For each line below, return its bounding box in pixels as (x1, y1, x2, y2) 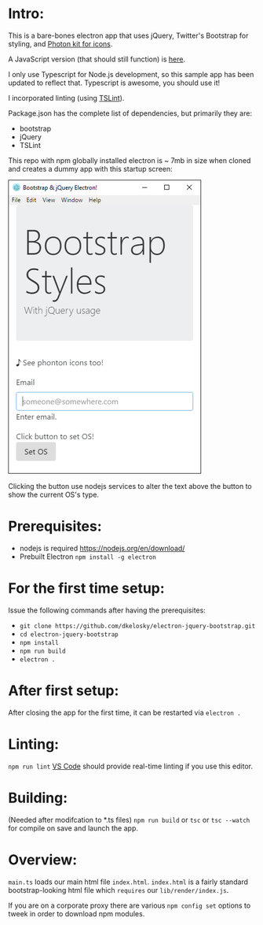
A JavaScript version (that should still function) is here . (8, 54, 186, 64)
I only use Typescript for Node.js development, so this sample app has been (8, 69, 254, 79)
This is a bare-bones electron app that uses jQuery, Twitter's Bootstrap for (8, 31, 249, 40)
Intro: (8, 5, 45, 23)
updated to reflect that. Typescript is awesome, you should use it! (8, 78, 221, 87)
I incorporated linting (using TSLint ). (8, 93, 125, 102)
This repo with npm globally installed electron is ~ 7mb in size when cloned (8, 155, 251, 165)
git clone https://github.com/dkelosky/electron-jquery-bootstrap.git (19, 622, 256, 630)
